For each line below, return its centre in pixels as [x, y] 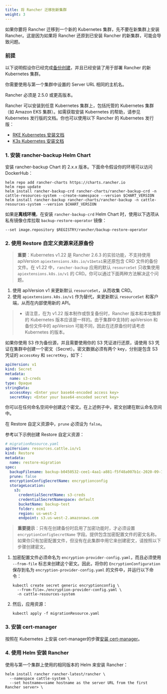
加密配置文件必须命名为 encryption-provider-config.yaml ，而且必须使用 [87, 558]
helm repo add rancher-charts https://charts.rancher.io [65, 183]
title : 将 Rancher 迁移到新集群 [36, 10]
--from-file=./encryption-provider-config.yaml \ [69, 590]
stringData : [17, 388]
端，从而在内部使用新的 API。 [43, 303]
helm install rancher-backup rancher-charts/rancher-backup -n [72, 200]
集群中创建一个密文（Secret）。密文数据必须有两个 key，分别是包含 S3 [86, 349]
